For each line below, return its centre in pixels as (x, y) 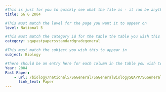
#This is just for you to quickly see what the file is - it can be (77, 10)
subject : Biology (23, 55)
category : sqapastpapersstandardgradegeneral (53, 41)
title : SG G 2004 (23, 14)
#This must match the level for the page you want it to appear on (76, 23)
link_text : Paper (36, 82)
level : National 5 (24, 28)
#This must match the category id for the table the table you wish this (83, 37)
